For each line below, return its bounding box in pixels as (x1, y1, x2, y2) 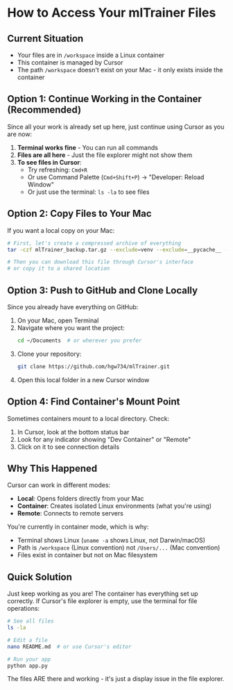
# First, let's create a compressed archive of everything (7, 240, 182, 247)
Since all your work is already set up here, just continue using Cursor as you (7, 122, 225, 131)
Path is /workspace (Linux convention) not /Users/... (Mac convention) (17, 543, 221, 552)
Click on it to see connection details (17, 443, 120, 451)
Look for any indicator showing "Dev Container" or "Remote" (17, 435, 191, 443)
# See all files (7, 618, 54, 625)
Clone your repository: (17, 350, 82, 358)
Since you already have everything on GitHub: (7, 302, 139, 311)
